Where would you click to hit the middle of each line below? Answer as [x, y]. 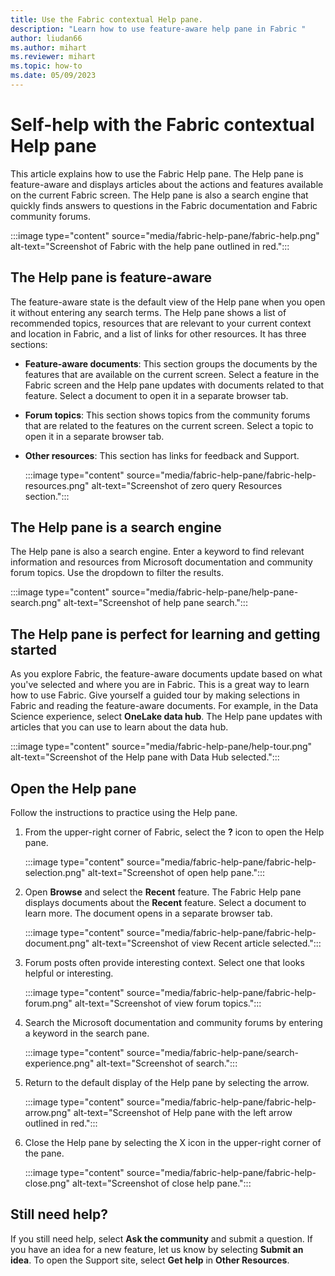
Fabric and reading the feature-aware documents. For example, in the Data [164, 706]
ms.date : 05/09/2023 [53, 76]
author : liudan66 [46, 38]
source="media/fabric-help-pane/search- [212, 1053]
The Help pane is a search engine [116, 527]
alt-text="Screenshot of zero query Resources [187, 485]
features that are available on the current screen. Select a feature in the [172, 374]
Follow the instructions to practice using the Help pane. [124, 813]
